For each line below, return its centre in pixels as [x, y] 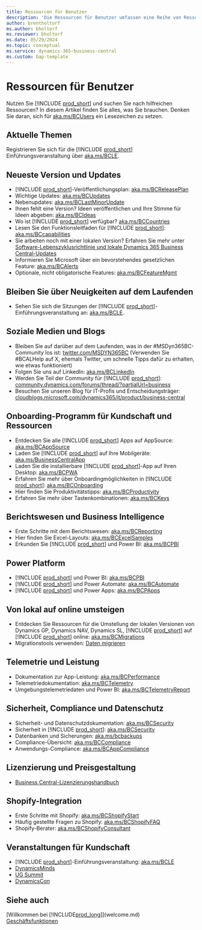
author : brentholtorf [33, 23]
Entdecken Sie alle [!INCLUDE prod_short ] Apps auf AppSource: [94, 440]
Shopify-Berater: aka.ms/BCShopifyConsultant [73, 828]
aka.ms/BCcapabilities [43, 234]
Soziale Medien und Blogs [56, 331]
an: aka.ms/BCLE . [102, 312]
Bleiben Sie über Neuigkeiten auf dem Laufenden [100, 292]
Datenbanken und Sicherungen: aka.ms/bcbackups [78, 736]
